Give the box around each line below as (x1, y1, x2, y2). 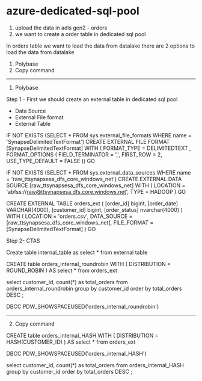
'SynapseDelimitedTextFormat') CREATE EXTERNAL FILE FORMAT (6, 138, 170, 145)
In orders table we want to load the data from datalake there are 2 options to (6, 42, 195, 49)
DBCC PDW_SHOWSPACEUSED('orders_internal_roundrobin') (6, 303, 159, 310)
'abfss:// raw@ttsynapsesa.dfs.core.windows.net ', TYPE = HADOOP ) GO (6, 188, 186, 195)
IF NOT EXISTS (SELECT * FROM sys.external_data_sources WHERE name (6, 169, 191, 176)
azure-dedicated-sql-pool (6, 4, 139, 18)
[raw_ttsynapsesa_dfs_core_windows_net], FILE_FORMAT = (6, 218, 154, 226)
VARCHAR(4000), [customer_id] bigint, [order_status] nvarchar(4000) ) (6, 206, 183, 213)
